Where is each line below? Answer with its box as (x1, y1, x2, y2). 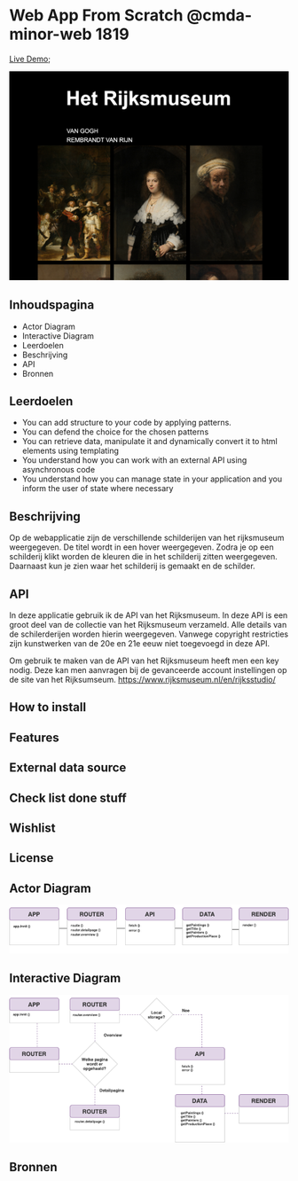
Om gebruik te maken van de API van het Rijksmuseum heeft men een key (9, 655, 279, 666)
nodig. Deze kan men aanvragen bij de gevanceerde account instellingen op (9, 665, 287, 676)
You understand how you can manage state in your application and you (21, 473, 283, 484)
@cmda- (186, 5, 253, 26)
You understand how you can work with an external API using (21, 455, 247, 465)
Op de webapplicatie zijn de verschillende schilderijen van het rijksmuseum (9, 533, 285, 544)
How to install (9, 700, 87, 715)
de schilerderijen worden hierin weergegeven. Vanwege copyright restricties (9, 629, 289, 639)
